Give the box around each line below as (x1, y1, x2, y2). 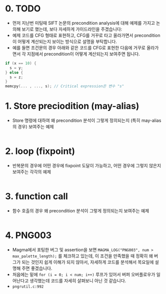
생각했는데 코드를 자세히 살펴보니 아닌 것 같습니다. (29, 278, 126, 284)
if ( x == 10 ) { (5, 60, 37, 66)
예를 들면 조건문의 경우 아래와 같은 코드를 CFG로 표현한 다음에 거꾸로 (12, 45, 146, 50)
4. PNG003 (5, 230, 52, 241)
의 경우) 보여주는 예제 (12, 124, 54, 130)
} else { (5, 70, 23, 75)
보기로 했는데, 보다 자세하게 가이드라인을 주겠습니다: (21, 26, 122, 32)
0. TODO (5, 3, 41, 14)
